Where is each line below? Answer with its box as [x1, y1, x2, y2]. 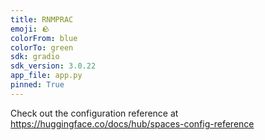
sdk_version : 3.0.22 [10, 61, 97, 71]
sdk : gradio [10, 52, 60, 62]
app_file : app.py [10, 71, 83, 81]
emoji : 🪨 [10, 24, 50, 34]
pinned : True [10, 80, 65, 90]
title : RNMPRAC [10, 14, 74, 25]
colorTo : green [10, 42, 74, 53]
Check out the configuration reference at [10, 107, 179, 119]
